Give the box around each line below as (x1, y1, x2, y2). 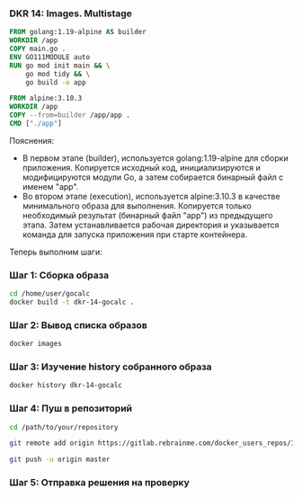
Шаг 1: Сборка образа (9, 269, 110, 281)
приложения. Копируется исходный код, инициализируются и (22, 162, 261, 173)
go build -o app (25, 77, 87, 87)
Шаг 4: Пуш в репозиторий (9, 403, 133, 415)
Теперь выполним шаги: (9, 246, 102, 257)
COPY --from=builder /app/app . (9, 111, 130, 120)
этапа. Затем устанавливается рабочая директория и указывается (22, 219, 280, 230)
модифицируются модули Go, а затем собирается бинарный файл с (22, 172, 284, 182)
